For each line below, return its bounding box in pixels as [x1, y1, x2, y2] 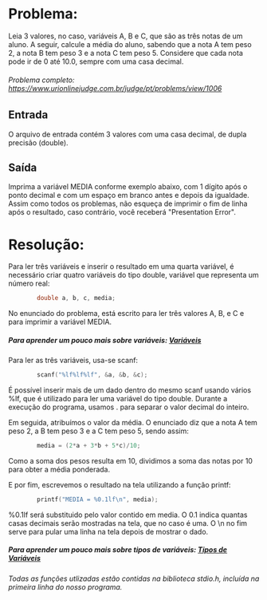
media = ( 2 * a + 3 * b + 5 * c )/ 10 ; [37, 442, 141, 450]
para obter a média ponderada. [8, 464, 110, 474]
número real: [8, 278, 50, 288]
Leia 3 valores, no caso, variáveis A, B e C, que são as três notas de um [8, 31, 243, 41]
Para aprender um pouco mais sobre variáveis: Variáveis [8, 335, 202, 345]
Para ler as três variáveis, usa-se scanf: [8, 356, 138, 365]
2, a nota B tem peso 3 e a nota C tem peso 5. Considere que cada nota [8, 48, 243, 57]
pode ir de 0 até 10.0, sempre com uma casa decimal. [8, 57, 184, 66]
